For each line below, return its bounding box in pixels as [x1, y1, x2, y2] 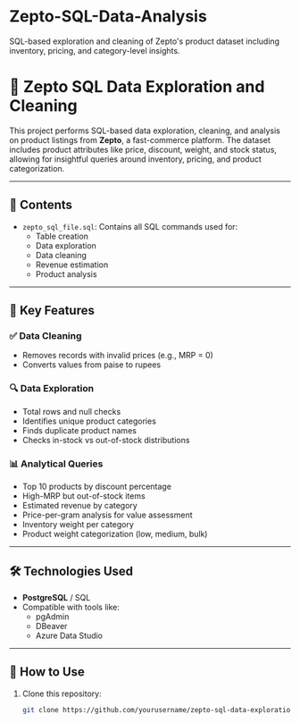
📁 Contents [9, 198, 73, 213]
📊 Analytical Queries [9, 458, 104, 470]
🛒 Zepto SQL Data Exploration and [9, 77, 265, 97]
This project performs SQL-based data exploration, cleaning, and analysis [9, 125, 281, 136]
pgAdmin [35, 610, 70, 622]
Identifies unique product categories [21, 416, 156, 426]
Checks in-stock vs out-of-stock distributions [21, 434, 190, 445]
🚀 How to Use [9, 664, 85, 680]
